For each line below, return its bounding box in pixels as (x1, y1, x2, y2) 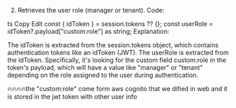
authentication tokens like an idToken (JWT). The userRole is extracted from (7, 49, 229, 56)
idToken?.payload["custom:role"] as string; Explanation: (7, 28, 170, 35)
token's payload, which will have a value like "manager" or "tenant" (7, 64, 203, 71)
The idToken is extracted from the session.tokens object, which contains (7, 41, 219, 49)
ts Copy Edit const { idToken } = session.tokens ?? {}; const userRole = (7, 20, 213, 28)
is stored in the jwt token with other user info (7, 92, 138, 101)
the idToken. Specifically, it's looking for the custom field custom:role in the (7, 56, 227, 64)
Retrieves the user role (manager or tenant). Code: (17, 6, 165, 14)
